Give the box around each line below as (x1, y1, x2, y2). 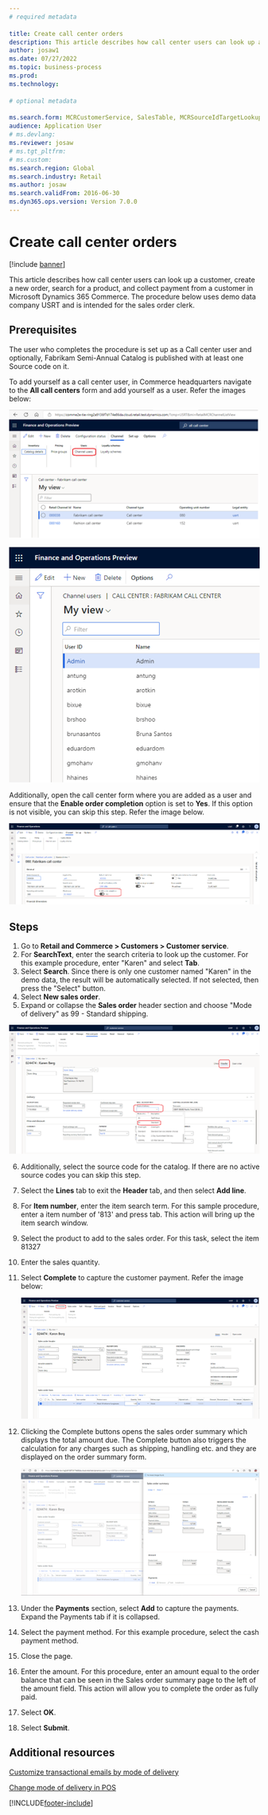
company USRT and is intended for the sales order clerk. (9, 300, 196, 310)
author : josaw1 (9, 46, 60, 55)
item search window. (20, 1217, 89, 1227)
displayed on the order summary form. (20, 1452, 147, 1461)
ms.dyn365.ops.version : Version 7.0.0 (9, 198, 138, 206)
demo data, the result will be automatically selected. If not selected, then (20, 975, 259, 985)
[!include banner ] (9, 259, 66, 269)
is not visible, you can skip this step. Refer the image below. (9, 807, 205, 817)
